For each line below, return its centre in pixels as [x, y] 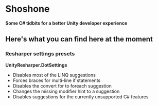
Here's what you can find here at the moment [79, 39]
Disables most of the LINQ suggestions [54, 75]
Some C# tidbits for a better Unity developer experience [66, 23]
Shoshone [28, 9]
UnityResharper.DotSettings [36, 65]
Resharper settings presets [40, 54]
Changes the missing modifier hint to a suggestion [66, 91]
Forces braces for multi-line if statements [57, 80]
